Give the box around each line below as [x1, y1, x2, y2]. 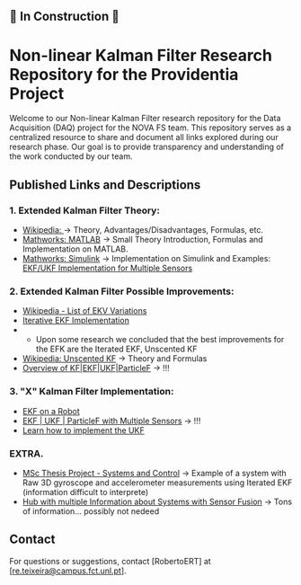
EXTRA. [9, 447, 44, 459]
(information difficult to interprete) [22, 486, 149, 497]
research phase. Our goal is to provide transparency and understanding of [9, 141, 285, 153]
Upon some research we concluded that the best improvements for [35, 334, 285, 345]
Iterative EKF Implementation [22, 315, 130, 326]
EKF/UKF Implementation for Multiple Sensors [22, 262, 193, 274]
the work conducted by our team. [9, 151, 133, 162]
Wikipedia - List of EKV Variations [22, 306, 147, 316]
